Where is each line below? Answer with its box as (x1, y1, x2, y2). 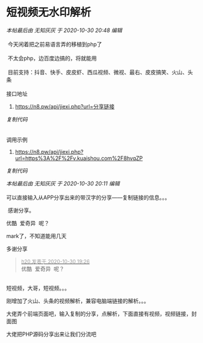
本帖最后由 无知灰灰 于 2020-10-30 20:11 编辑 (6, 179, 120, 187)
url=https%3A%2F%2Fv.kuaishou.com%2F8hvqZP (14, 155, 143, 162)
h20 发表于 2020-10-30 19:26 (21, 258, 90, 264)
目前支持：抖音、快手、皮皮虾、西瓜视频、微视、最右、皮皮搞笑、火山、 (7, 68, 188, 75)
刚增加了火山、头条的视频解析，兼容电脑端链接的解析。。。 (6, 297, 149, 304)
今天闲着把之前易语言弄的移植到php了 (7, 40, 103, 48)
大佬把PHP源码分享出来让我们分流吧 (6, 330, 97, 338)
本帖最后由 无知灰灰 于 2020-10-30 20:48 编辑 (6, 27, 123, 34)
